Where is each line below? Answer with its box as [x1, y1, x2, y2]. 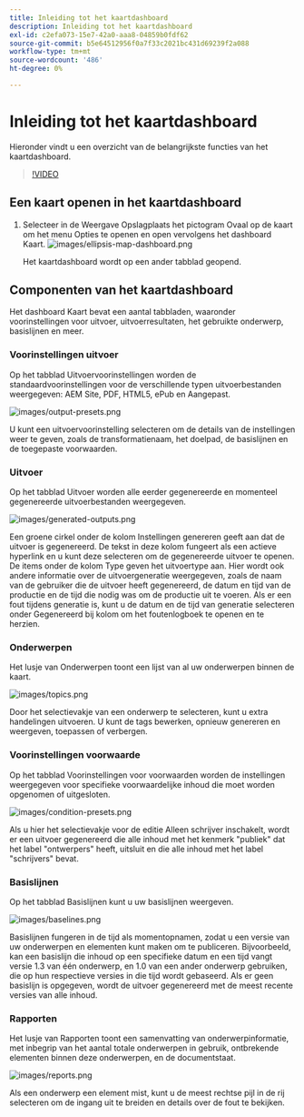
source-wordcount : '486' [9, 55, 103, 65]
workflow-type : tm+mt [9, 47, 92, 56]
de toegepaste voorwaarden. [9, 443, 118, 454]
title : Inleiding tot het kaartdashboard [9, 13, 169, 23]
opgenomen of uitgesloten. [9, 789, 111, 800]
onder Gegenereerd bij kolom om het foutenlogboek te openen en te [9, 609, 265, 619]
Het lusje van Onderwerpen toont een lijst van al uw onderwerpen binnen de [9, 661, 295, 673]
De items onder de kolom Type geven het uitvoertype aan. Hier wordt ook [9, 560, 285, 571]
